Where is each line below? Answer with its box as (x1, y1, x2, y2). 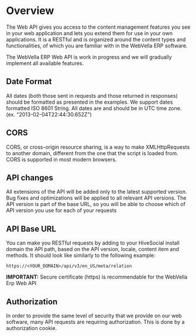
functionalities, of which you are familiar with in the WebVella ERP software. (6, 42, 188, 49)
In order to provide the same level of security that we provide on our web (6, 312, 183, 319)
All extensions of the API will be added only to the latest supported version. (6, 188, 187, 196)
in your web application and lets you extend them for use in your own (6, 29, 173, 36)
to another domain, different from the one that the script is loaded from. (6, 149, 178, 156)
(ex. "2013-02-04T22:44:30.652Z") (6, 111, 92, 118)
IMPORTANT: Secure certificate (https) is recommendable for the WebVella (6, 273, 188, 280)
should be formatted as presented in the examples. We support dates (6, 98, 173, 105)
